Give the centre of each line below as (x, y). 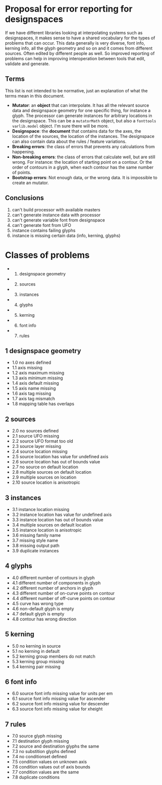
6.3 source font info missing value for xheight (57, 709)
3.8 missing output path (36, 546)
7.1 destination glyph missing (40, 741)
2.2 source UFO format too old (43, 441)
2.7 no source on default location (45, 467)
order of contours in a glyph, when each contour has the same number (83, 167)
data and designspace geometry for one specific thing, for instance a (81, 110)
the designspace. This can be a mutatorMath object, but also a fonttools (84, 120)
